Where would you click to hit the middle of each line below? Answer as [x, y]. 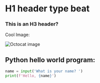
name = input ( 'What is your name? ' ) [44, 71]
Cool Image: [18, 35]
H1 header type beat [48, 9]
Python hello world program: [50, 60]
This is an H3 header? [32, 24]
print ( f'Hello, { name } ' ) [31, 76]
